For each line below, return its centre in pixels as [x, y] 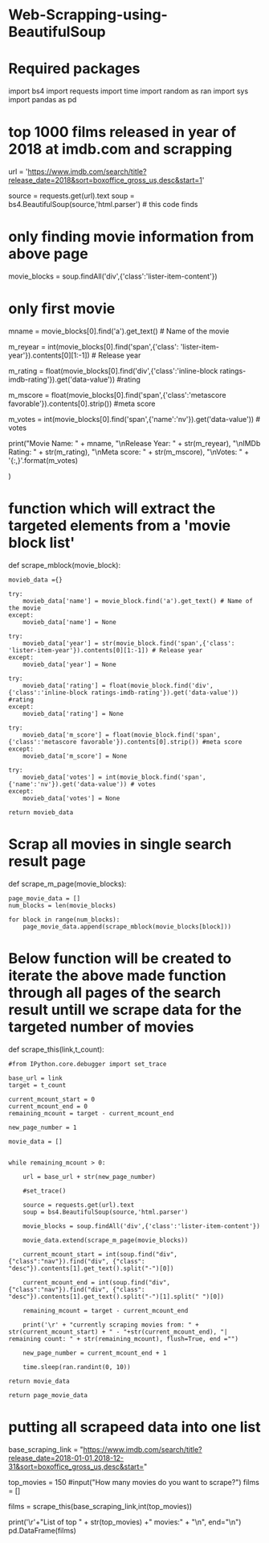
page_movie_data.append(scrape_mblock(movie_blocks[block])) [127, 927]
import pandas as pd [43, 100]
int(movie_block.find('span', [156, 777]
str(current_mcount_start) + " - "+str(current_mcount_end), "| [118, 1332]
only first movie [62, 309]
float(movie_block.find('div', [161, 685]
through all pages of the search [115, 993]
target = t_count [37, 1085]
